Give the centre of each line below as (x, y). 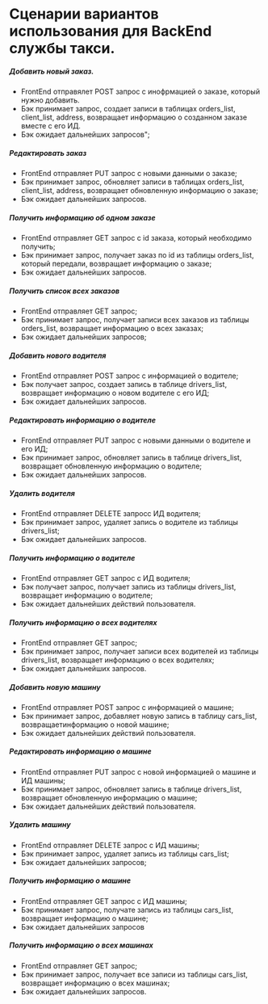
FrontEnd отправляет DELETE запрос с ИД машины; (110, 845)
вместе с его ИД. (51, 126)
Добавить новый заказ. (52, 71)
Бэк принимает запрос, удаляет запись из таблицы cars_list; (125, 854)
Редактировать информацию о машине (80, 751)
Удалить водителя (42, 493)
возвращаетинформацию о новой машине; (95, 725)
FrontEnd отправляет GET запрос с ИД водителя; (105, 578)
